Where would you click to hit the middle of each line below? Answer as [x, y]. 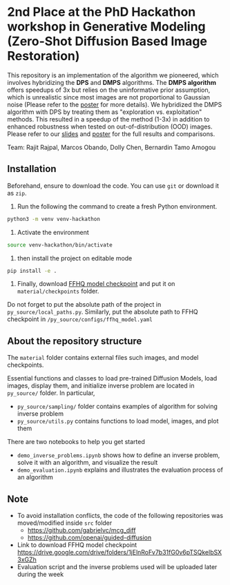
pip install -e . [32, 271]
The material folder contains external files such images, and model [103, 358]
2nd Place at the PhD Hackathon [102, 12]
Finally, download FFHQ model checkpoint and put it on [96, 284]
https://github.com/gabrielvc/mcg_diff [82, 530]
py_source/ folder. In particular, [51, 393]
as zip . [17, 193]
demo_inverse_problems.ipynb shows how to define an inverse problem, [118, 455]
